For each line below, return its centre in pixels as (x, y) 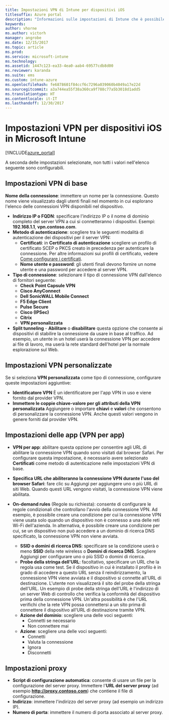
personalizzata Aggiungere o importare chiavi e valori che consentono (87, 408)
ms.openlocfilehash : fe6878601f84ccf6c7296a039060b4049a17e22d (73, 84)
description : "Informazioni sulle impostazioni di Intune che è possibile (85, 19)
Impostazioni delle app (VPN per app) (65, 435)
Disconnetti (39, 652)
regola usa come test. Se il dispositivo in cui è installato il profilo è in (91, 567)
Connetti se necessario (52, 621)
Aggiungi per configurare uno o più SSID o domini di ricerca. (82, 556)
